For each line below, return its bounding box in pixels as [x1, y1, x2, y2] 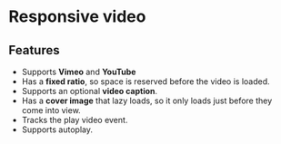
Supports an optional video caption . [21, 86, 158, 96]
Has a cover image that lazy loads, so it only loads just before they [21, 95, 273, 106]
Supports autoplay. [21, 124, 93, 135]
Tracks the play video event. [21, 115, 128, 125]
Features [8, 43, 60, 58]
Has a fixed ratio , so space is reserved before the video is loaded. [21, 76, 270, 87]
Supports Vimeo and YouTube [21, 66, 136, 77]
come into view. [21, 105, 81, 115]
